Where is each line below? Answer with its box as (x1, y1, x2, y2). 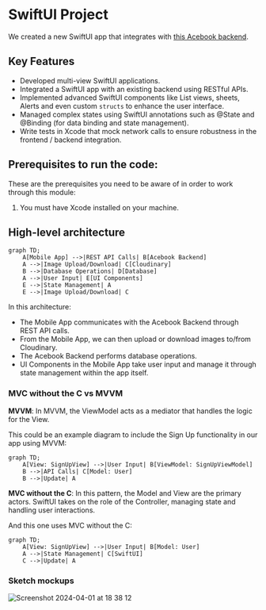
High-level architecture (8, 225, 125, 239)
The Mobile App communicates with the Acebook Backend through (19, 317, 239, 327)
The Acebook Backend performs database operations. (19, 351, 198, 361)
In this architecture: (8, 302, 71, 312)
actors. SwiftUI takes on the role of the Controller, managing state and (8, 497, 236, 506)
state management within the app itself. (19, 368, 149, 378)
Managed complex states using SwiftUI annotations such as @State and (19, 109, 255, 119)
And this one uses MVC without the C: (8, 520, 133, 530)
